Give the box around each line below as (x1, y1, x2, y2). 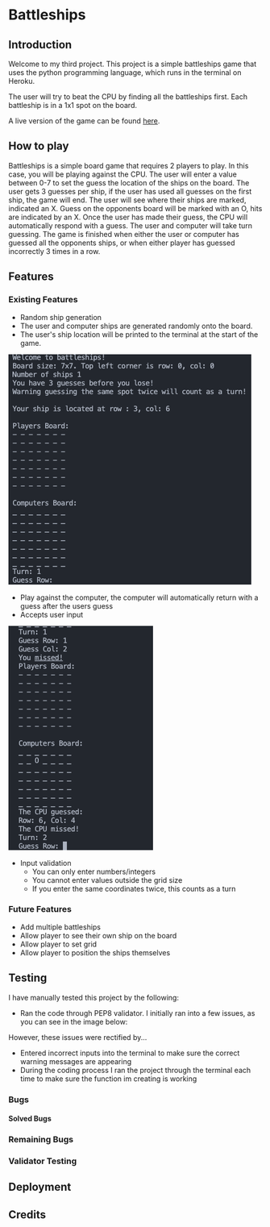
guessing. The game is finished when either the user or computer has (8, 229, 239, 239)
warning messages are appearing (19, 1056, 132, 1066)
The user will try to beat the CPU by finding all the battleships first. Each (8, 92, 248, 102)
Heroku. (8, 77, 35, 85)
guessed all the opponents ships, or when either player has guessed (8, 238, 235, 247)
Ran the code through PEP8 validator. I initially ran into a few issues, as (19, 1008, 255, 1017)
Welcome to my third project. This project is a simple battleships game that (8, 59, 257, 69)
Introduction (8, 38, 73, 52)
